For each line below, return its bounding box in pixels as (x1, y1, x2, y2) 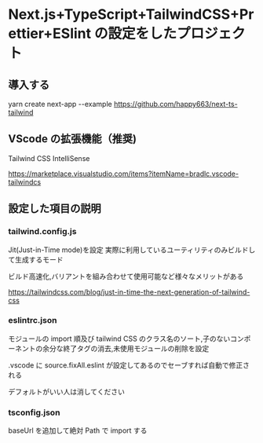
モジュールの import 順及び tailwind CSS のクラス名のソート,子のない (8, 334, 231, 343)
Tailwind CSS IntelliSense (8, 153, 90, 163)
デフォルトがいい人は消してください (8, 386, 126, 396)
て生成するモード (8, 254, 64, 264)
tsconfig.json (8, 407, 60, 418)
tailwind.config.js (8, 226, 77, 237)
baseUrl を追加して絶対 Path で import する (8, 426, 148, 435)
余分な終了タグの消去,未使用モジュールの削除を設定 (42, 343, 210, 353)
